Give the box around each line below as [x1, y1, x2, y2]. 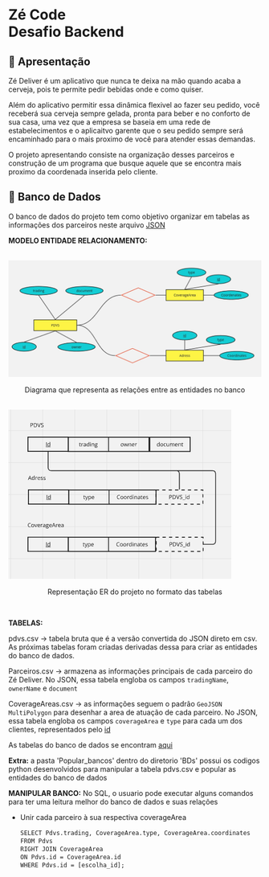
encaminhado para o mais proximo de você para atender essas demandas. [8, 134, 255, 144]
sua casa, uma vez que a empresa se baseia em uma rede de [8, 117, 211, 126]
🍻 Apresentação [8, 55, 91, 68]
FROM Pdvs [19, 837, 54, 845]
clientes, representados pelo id [8, 724, 111, 734]
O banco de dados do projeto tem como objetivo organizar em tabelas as [8, 211, 251, 221]
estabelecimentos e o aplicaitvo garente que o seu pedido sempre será [8, 126, 243, 135]
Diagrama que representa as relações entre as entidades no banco [24, 384, 246, 395]
